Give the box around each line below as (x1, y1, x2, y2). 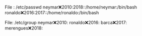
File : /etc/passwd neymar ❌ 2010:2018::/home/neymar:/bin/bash (5, 4, 137, 10)
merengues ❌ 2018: (5, 25, 43, 31)
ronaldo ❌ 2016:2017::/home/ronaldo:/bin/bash (5, 10, 99, 15)
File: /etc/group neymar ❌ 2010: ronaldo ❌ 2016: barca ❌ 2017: (5, 20, 127, 25)
